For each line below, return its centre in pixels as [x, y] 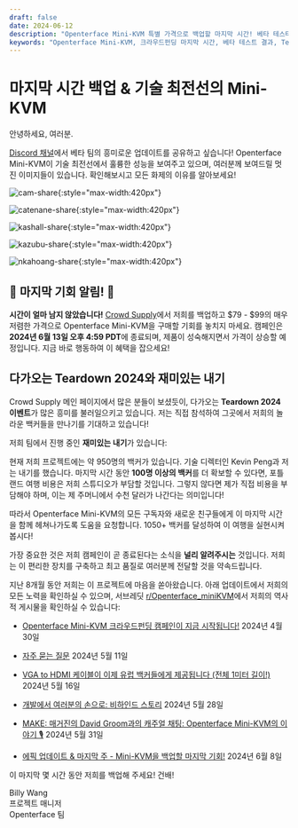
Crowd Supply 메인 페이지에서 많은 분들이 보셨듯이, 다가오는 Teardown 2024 [145, 401]
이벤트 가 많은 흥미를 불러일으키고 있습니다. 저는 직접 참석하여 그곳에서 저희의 [142, 413]
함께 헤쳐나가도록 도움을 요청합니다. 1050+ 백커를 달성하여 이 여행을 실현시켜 [152, 524]
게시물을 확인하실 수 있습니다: [70, 607]
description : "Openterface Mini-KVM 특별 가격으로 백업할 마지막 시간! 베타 [139, 34]
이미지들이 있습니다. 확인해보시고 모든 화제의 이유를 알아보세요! [127, 175]
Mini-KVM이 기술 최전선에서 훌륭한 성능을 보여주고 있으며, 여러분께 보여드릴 [141, 164]
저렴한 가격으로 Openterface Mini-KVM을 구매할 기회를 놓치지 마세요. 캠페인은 [146, 326]
